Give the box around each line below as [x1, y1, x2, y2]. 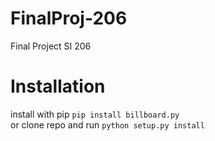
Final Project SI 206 [10, 40, 92, 52]
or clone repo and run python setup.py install [10, 118, 205, 131]
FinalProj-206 [10, 7, 128, 30]
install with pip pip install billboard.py [10, 108, 180, 120]
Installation [10, 75, 106, 98]
